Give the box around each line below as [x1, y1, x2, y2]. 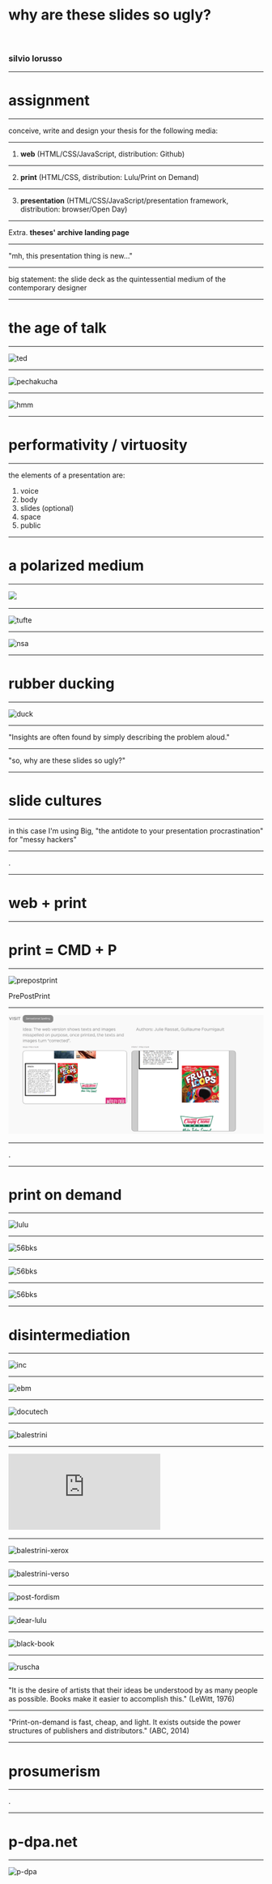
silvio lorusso [8, 53, 63, 64]
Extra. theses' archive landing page [8, 228, 130, 238]
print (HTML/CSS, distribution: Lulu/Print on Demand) [19, 173, 200, 182]
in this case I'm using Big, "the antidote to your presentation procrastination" [8, 825, 264, 836]
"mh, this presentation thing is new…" [8, 251, 134, 261]
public [19, 520, 41, 530]
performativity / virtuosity [8, 436, 188, 455]
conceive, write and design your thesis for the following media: [8, 126, 219, 135]
